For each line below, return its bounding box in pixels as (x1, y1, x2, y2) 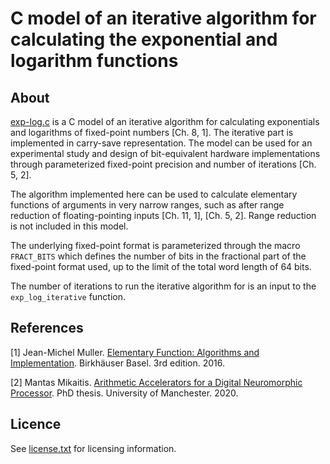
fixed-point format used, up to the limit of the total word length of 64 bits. (10, 261, 312, 272)
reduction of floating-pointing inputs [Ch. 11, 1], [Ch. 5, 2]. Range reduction (10, 210, 317, 221)
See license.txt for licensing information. (10, 442, 177, 454)
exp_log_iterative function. (10, 291, 127, 302)
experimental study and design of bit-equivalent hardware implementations (10, 148, 321, 159)
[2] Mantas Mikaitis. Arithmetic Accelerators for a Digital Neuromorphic (10, 376, 303, 388)
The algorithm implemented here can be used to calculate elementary (10, 188, 298, 200)
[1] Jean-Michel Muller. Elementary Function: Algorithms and (10, 346, 260, 358)
